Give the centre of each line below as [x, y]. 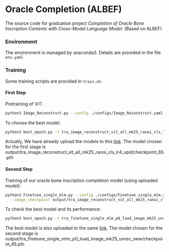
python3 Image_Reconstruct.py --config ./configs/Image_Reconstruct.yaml [84, 113]
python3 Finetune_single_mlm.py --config [49, 195]
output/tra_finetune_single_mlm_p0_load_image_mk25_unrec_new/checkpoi [84, 239]
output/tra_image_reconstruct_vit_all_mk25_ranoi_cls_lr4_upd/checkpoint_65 [84, 152]
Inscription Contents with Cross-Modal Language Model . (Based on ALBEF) [84, 28]
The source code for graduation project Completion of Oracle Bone [75, 23]
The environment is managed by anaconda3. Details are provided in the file [83, 53]
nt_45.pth [15, 244]
